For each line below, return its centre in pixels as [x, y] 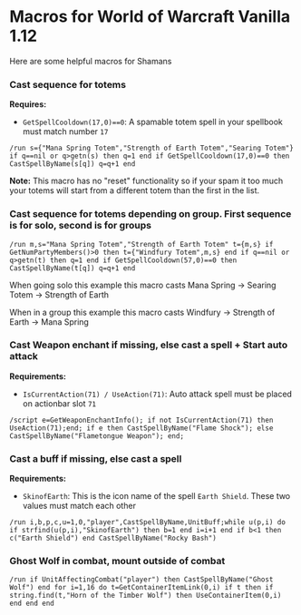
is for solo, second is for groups [81, 226]
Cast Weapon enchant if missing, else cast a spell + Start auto [149, 345]
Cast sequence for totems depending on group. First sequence [150, 214]
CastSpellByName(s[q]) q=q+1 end [73, 164]
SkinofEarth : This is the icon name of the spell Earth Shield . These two [156, 496]
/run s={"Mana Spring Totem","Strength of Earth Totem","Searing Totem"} [152, 148]
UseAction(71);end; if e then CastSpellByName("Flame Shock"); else [141, 428]
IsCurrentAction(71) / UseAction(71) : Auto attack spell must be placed [157, 394]
